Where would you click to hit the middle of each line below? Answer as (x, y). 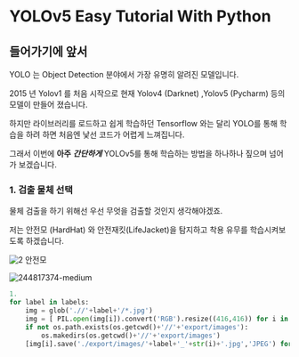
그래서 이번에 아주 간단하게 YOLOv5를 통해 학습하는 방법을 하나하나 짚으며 (138, 154)
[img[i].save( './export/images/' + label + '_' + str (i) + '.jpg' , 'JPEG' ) (151, 344)
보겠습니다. (38, 165)
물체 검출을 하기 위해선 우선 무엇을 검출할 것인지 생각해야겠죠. (116, 211)
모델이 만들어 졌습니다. (48, 105)
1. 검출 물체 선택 (41, 190)
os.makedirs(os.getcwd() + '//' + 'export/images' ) (131, 336)
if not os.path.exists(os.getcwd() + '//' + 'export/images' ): (137, 327)
